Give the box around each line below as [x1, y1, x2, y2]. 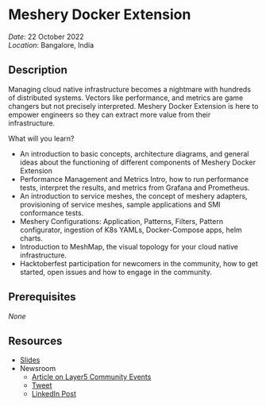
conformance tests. [19, 208, 84, 218]
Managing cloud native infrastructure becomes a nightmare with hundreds [8, 84, 252, 94]
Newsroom [19, 364, 56, 373]
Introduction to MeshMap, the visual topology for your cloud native [19, 242, 238, 251]
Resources [8, 334, 63, 347]
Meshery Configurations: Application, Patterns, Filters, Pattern [19, 216, 224, 226]
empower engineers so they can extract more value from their [8, 110, 211, 119]
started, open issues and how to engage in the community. [19, 267, 212, 276]
